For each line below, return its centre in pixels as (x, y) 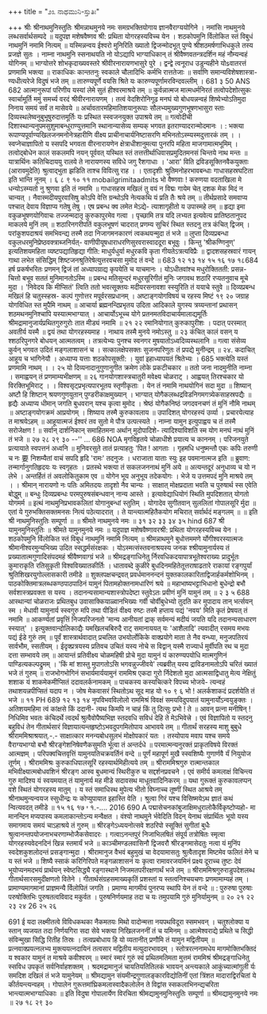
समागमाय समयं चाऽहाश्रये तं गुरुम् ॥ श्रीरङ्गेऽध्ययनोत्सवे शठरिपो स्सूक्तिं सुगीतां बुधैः (109, 825)
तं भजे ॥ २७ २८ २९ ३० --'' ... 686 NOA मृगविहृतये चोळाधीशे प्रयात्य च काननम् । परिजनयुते (128, 439)
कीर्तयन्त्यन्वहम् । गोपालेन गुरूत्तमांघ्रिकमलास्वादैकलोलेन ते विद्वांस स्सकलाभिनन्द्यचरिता (114, 985)
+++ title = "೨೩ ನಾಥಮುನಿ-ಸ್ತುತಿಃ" (54, 12)
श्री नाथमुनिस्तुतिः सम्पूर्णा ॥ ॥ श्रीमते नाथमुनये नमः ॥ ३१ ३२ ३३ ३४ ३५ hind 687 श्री (116, 521)
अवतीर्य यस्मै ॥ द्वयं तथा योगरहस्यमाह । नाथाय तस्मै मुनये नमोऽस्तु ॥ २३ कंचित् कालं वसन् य (123, 332)
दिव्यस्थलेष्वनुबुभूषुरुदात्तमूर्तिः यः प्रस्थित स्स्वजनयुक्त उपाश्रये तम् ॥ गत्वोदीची (100, 117)
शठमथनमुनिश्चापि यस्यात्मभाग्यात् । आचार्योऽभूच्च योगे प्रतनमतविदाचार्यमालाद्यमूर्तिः (108, 314)
